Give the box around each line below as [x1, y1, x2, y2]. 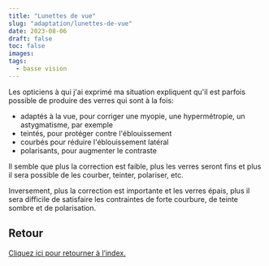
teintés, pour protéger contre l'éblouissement [20, 128, 172, 138]
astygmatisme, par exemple [20, 119, 114, 130]
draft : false [8, 34, 53, 43]
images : [8, 49, 35, 58]
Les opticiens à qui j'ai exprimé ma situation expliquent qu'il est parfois [8, 87, 246, 97]
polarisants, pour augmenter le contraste [20, 145, 157, 155]
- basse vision [15, 65, 67, 73]
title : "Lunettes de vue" [8, 11, 96, 20]
